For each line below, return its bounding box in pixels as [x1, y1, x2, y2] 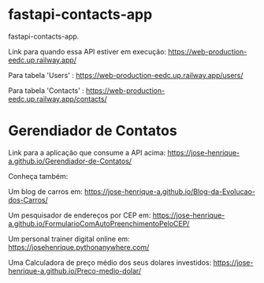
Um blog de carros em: [8, 187, 83, 196]
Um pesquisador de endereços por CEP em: [8, 210, 151, 220]
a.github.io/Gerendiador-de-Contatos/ [8, 156, 132, 166]
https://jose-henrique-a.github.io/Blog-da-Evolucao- [84, 187, 256, 196]
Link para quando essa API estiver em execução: [8, 47, 167, 56]
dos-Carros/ [8, 195, 49, 204]
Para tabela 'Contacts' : [8, 85, 84, 95]
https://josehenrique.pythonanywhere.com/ [8, 242, 150, 251]
